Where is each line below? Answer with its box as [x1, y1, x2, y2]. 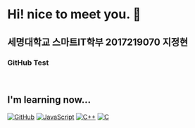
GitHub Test [7, 58, 49, 68]
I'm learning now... [7, 94, 92, 106]
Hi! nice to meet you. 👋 [7, 6, 141, 23]
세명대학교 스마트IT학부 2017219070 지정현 [7, 36, 189, 48]
